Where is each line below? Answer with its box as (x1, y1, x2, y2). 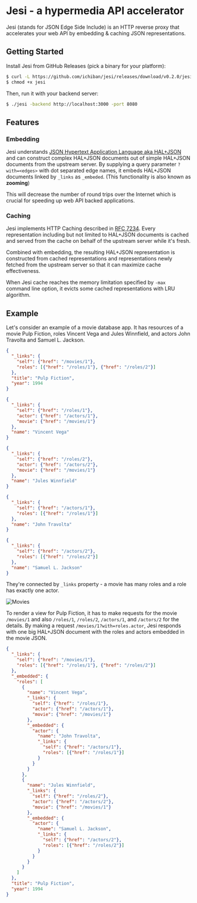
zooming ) (6, 180, 30, 187)
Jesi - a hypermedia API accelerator (6, 4, 185, 18)
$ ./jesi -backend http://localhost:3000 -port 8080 (6, 101, 138, 107)
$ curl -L (6, 73, 30, 80)
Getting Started (6, 47, 64, 57)
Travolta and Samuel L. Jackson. (6, 336, 85, 344)
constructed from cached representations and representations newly (6, 255, 173, 262)
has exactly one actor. (6, 587, 60, 594)
